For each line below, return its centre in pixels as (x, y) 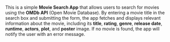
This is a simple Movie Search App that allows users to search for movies (82, 7)
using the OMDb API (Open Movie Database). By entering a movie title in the (85, 13)
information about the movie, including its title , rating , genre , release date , (84, 23)
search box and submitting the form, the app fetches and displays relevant (83, 18)
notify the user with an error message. (45, 34)
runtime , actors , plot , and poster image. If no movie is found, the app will (82, 29)
